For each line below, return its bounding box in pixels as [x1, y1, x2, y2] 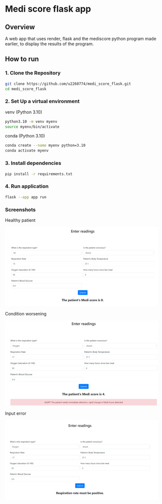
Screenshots [5, 206, 36, 213]
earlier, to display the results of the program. [5, 41, 94, 47]
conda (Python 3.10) [5, 133, 45, 139]
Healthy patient [5, 217, 36, 223]
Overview [5, 23, 35, 31]
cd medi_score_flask [5, 86, 47, 91]
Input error [5, 410, 27, 416]
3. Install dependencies [5, 160, 62, 167]
